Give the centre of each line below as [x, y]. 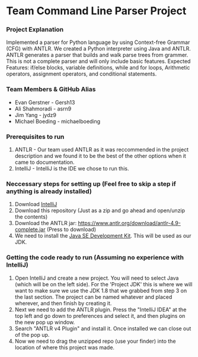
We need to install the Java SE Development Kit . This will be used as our [103, 236]
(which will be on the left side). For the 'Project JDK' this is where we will [103, 284]
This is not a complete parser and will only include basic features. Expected [98, 61]
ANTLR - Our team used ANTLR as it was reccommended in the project [101, 150]
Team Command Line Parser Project [96, 11]
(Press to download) [71, 229]
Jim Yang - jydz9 [35, 115]
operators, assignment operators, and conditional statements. [82, 74]
